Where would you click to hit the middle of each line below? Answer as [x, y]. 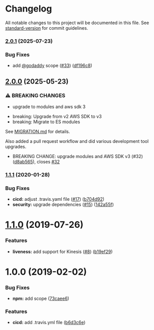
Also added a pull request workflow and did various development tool [77, 141]
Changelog [29, 9]
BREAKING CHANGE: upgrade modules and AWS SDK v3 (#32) [78, 156]
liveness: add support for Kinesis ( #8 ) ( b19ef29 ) [62, 252]
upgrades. [16, 146]
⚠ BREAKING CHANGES [35, 96]
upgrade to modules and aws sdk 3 [49, 107]
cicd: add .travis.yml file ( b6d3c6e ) [49, 322]
